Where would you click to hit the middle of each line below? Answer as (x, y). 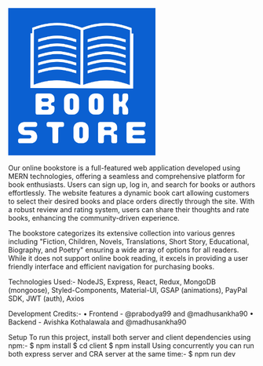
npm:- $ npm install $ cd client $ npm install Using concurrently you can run (131, 346)
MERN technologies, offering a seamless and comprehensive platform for (127, 176)
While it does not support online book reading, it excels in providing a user (128, 258)
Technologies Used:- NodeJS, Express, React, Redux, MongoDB (112, 282)
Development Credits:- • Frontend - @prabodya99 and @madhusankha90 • (131, 314)
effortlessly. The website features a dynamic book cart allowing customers (129, 193)
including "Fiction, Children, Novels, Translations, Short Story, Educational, (129, 242)
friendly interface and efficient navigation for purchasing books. (111, 267)
